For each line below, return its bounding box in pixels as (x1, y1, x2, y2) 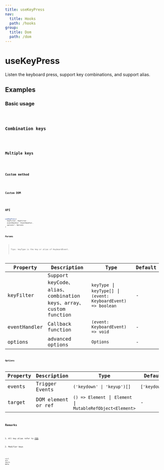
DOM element (36, 396, 69, 403)
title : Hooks (9, 16, 36, 21)
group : (5, 25, 19, 30)
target (7, 399, 25, 406)
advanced (47, 336, 72, 342)
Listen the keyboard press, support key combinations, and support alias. (5, 71, 150, 77)
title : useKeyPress (5, 7, 45, 12)
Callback (47, 321, 72, 327)
